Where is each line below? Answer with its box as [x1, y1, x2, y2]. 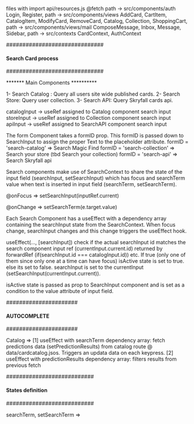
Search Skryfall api [6, 157, 52, 164]
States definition [6, 387, 48, 393]
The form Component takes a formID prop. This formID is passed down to [6, 132, 184, 139]
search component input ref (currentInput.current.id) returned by [6, 245, 163, 252]
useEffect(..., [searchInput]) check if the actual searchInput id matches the [6, 239, 186, 246]
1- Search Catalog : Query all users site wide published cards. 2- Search [6, 90, 181, 97]
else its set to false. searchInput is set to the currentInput [6, 264, 144, 271]
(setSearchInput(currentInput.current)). [6, 270, 101, 277]
